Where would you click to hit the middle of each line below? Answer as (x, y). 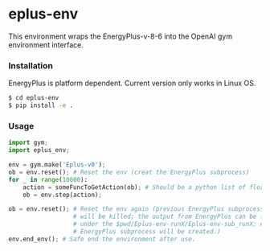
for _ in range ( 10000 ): (48, 179)
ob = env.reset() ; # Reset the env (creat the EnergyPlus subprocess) (129, 172)
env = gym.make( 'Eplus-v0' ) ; (57, 165)
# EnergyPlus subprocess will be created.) (147, 232)
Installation (31, 65)
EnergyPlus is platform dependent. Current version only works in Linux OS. (132, 83)
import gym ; (28, 143)
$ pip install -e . (41, 105)
